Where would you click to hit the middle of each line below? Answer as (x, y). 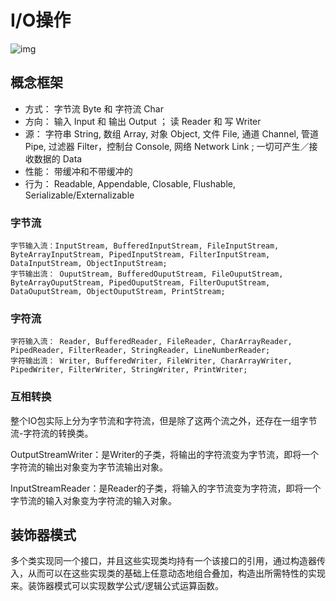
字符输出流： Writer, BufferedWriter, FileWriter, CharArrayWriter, (151, 361)
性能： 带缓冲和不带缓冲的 (78, 171)
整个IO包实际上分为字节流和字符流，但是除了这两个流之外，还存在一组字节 (164, 420)
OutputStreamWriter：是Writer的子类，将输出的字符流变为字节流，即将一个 (165, 454)
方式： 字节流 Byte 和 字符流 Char (94, 108)
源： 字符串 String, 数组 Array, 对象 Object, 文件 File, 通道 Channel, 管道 (171, 133)
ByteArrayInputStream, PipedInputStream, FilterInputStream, (140, 255)
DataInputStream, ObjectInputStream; (89, 264)
